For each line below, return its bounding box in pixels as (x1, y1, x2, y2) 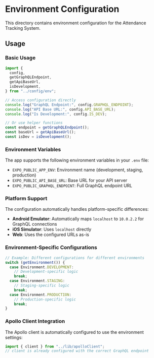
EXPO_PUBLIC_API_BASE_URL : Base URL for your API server (12, 178, 127, 183)
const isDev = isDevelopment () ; (5, 134, 72, 139)
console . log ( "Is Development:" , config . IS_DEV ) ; (5, 112, 107, 117)
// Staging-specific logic (14, 283, 70, 288)
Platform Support (5, 195, 48, 202)
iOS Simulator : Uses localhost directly (12, 227, 92, 233)
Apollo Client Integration (5, 318, 65, 325)
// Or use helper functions (5, 120, 63, 125)
